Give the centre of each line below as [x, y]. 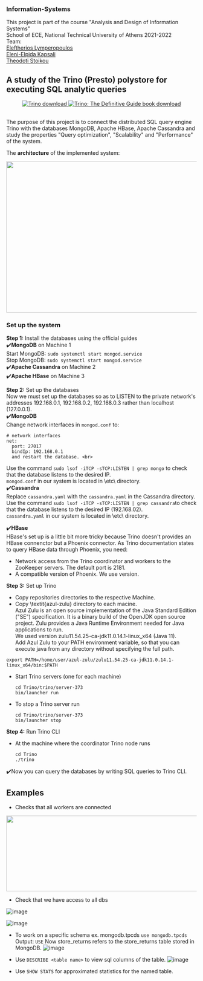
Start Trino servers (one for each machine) [68, 677]
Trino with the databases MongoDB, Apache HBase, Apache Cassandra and [101, 128]
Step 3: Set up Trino [31, 586]
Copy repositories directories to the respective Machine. [85, 598]
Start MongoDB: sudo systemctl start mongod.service [74, 354]
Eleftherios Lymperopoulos [40, 48]
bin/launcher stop [38, 721]
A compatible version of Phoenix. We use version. [77, 574]
